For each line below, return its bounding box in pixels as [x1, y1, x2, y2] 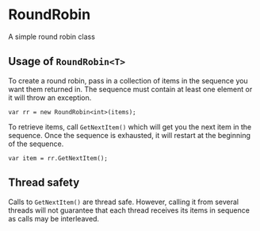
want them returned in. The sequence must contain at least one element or [8, 84, 253, 94]
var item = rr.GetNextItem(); [8, 154, 109, 162]
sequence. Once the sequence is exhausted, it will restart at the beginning [8, 130, 251, 140]
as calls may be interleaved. [8, 214, 100, 223]
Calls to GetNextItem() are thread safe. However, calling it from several [8, 197, 239, 206]
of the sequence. [8, 139, 64, 148]
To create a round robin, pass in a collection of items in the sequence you [8, 75, 248, 85]
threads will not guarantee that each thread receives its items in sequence [8, 205, 250, 215]
